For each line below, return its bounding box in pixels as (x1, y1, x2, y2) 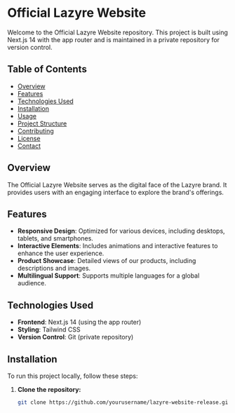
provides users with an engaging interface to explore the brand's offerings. (7, 188, 224, 196)
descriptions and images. (17, 264, 91, 273)
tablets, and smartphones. (17, 234, 93, 243)
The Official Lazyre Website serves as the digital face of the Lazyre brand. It (7, 180, 227, 189)
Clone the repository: (17, 386, 81, 393)
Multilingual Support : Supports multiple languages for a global (17, 271, 200, 280)
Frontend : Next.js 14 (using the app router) (17, 318, 142, 327)
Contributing (17, 126, 54, 135)
